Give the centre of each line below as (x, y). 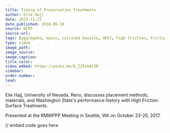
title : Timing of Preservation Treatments (51, 10)
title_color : (19, 62)
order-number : (20, 76)
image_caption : (21, 57)
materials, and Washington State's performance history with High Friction (82, 100)
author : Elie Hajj (25, 15)
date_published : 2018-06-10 (35, 24)
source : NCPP (19, 29)
